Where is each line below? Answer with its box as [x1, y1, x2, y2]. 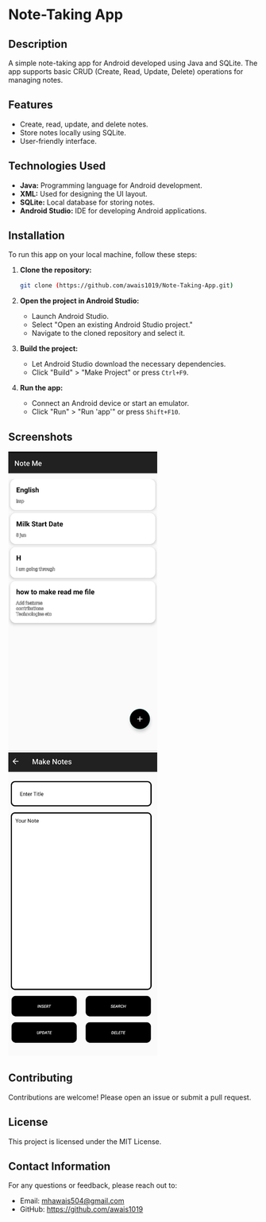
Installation [8, 229, 65, 243]
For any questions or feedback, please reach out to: [8, 1181, 177, 1190]
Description [8, 37, 67, 51]
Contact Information [8, 1160, 111, 1173]
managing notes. [8, 76, 64, 84]
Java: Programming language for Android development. [19, 181, 202, 190]
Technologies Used [8, 159, 106, 173]
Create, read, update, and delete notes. [19, 119, 148, 129]
